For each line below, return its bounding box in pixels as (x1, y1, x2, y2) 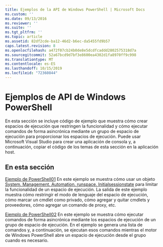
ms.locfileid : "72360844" (5, 71, 58, 76)
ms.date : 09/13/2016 (5, 16, 47, 21)
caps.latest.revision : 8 (5, 43, 56, 48)
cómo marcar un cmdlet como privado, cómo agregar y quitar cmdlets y (5, 197, 150, 203)
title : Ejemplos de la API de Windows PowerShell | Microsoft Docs (5, 7, 145, 12)
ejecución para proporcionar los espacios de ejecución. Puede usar (5, 133, 141, 139)
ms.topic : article (5, 35, 42, 39)
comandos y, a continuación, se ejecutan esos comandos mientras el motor (5, 227, 157, 233)
